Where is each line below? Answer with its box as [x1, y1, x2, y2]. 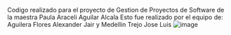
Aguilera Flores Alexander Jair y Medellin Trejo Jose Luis [7, 21, 172, 28]
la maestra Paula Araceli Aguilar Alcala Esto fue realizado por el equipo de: [7, 13, 223, 21]
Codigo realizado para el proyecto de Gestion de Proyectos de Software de [7, 6, 225, 14]
